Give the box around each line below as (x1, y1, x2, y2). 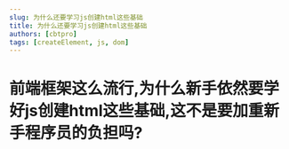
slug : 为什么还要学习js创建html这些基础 (9, 12, 144, 22)
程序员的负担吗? (25, 123, 143, 143)
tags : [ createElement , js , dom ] (9, 37, 129, 47)
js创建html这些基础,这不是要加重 (25, 101, 264, 121)
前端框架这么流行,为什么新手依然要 (9, 79, 264, 98)
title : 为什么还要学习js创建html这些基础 (9, 21, 148, 30)
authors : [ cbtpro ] (9, 29, 77, 38)
